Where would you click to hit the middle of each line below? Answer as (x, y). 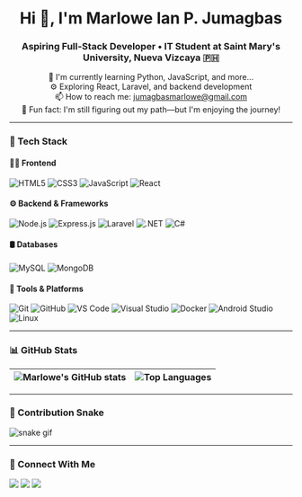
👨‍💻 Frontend (33, 163)
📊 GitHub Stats (44, 351)
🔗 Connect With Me (53, 464)
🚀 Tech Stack (39, 141)
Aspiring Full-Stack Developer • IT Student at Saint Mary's (151, 47)
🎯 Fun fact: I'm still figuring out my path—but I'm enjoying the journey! (151, 110)
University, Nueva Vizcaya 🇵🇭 (151, 58)
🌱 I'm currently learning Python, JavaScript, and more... (151, 77)
